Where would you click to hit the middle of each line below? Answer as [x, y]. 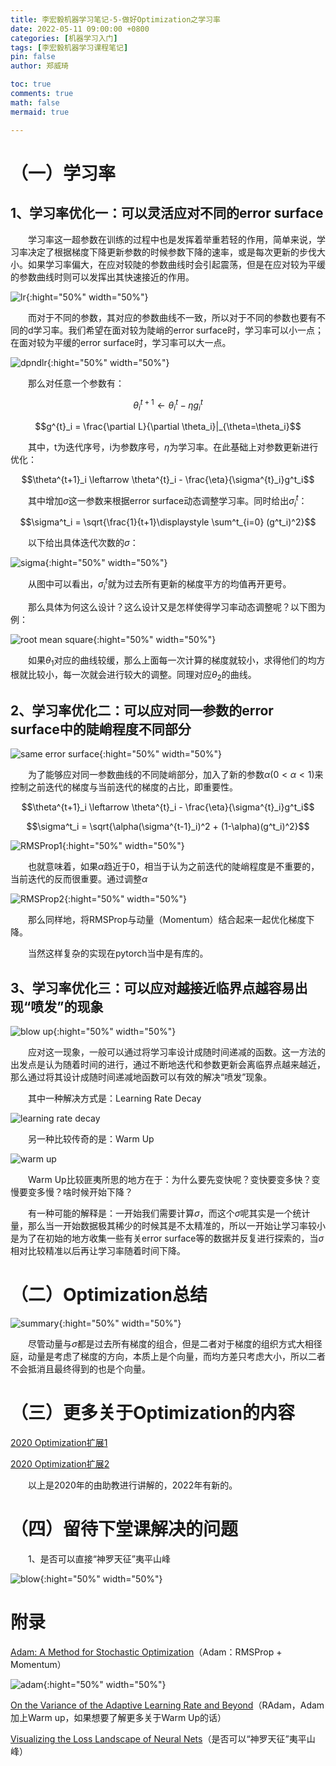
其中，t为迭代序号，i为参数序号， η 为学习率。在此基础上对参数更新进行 [173, 447]
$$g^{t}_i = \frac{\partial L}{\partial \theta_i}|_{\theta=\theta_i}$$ [168, 426]
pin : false [33, 57]
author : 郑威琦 [39, 66]
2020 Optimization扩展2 [60, 1463]
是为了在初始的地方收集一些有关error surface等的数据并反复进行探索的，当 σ [167, 1238]
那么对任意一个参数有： [76, 383]
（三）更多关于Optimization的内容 [152, 1413]
